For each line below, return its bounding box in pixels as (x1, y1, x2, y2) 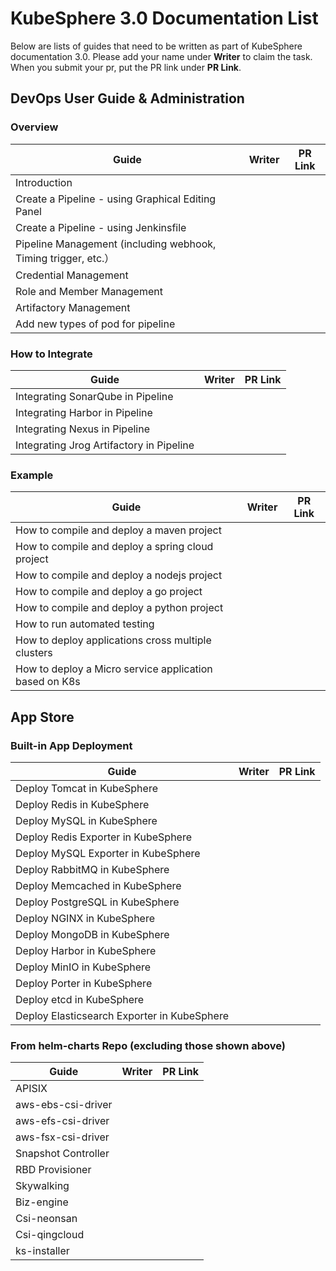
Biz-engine (15, 1195, 69, 1209)
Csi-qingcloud (15, 1228, 85, 1242)
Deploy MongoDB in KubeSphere (15, 927, 170, 941)
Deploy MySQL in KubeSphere (15, 813, 158, 827)
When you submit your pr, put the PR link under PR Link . (10, 61, 242, 73)
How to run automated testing (15, 617, 155, 631)
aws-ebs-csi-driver (15, 1098, 113, 1112)
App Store (10, 708, 75, 726)
